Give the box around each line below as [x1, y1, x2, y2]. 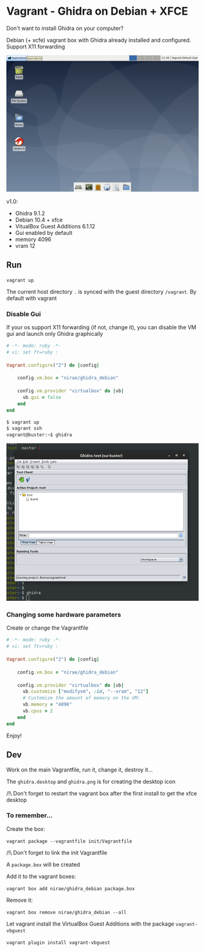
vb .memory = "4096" [22, 702, 72, 708]
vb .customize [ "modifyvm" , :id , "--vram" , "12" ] [22, 688, 149, 695]
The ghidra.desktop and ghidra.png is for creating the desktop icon [6, 778, 176, 785]
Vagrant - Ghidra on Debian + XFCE [6, 4, 189, 18]
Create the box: [6, 825, 46, 833]
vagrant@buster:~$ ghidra [6, 432, 72, 438]
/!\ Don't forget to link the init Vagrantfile [6, 849, 108, 856]
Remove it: [6, 896, 34, 904]
